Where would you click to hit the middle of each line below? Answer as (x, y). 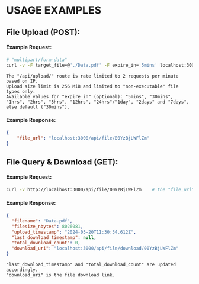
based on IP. (22, 81)
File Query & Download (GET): (62, 162)
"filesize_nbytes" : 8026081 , (47, 226)
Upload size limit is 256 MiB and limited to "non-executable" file (92, 86)
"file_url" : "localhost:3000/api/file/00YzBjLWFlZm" (83, 138)
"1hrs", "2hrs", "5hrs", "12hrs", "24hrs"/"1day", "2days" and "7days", (98, 102)
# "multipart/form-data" (37, 60)
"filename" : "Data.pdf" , (42, 221)
